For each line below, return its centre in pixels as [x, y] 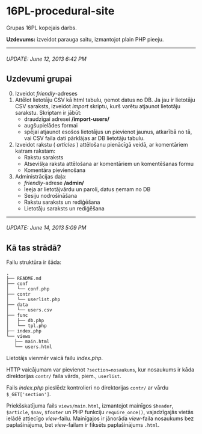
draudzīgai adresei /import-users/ [67, 119]
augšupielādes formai [51, 125]
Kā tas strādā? [34, 248]
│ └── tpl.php [26, 326]
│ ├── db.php [25, 321]
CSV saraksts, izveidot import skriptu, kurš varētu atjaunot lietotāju [98, 106]
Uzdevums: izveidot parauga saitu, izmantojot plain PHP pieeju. [85, 39]
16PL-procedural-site [60, 11]
